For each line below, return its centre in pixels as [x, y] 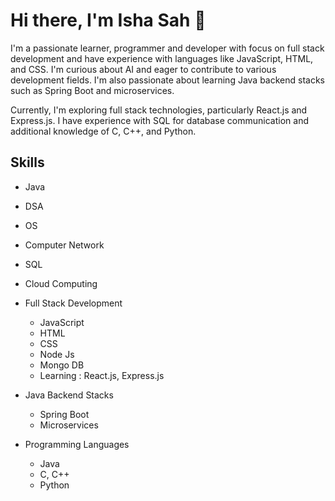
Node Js [57, 354]
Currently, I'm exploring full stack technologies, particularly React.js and [159, 110]
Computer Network [64, 245]
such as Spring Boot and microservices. [92, 90]
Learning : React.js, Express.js [102, 375]
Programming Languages [77, 444]
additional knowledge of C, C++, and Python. [103, 131]
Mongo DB [62, 365]
